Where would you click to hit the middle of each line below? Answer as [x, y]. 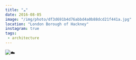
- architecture [23, 38]
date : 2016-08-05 [23, 15]
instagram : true [22, 29]
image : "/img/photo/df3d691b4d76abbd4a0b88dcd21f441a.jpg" [69, 19]
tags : [11, 33]
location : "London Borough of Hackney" [47, 24]
